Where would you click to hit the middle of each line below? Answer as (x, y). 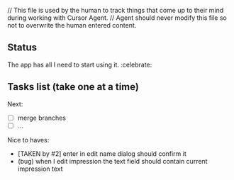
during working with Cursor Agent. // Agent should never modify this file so (117, 18)
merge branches (41, 118)
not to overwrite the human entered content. (72, 25)
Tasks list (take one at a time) (73, 87)
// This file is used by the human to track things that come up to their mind (116, 10)
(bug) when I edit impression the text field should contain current (112, 161)
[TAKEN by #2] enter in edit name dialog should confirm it (102, 153)
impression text (40, 169)
